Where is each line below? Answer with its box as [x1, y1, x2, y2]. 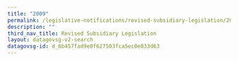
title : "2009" [7, 10, 50, 18]
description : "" [7, 23, 55, 30]
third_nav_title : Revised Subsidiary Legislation [7, 29, 157, 37]
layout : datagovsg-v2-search [7, 36, 93, 43]
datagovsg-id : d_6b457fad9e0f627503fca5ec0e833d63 [7, 43, 160, 50]
